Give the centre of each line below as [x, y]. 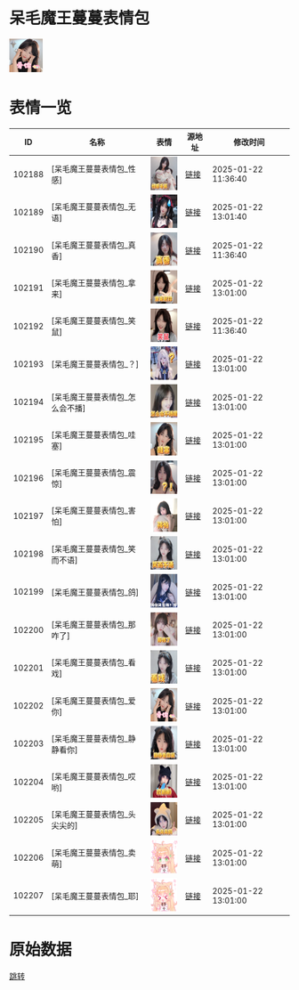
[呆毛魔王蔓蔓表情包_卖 [93, 852]
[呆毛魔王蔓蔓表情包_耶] [95, 896]
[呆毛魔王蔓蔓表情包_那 [93, 625]
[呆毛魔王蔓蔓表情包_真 [93, 245]
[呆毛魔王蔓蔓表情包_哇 [93, 434]
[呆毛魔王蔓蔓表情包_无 [93, 207]
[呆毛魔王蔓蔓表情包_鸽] [95, 592]
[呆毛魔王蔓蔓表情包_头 [93, 815]
